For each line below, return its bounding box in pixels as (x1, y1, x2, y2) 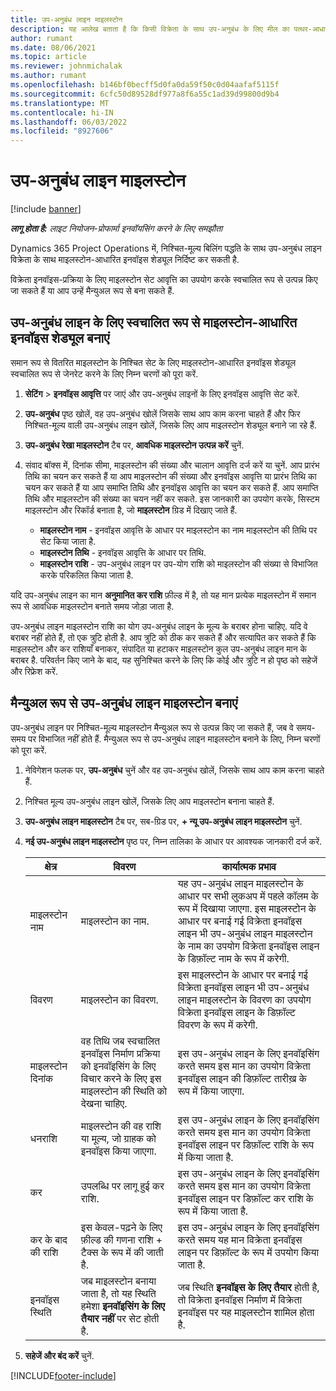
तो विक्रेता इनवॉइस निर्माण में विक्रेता (177, 1292, 303, 1306)
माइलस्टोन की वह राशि (80, 1119, 162, 1133)
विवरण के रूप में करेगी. (177, 1017, 258, 1031)
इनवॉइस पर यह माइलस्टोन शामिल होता (177, 1305, 315, 1319)
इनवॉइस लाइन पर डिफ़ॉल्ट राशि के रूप (177, 1137, 315, 1151)
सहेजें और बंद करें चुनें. (24, 1349, 95, 1361)
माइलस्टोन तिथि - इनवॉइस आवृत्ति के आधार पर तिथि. (39, 546, 207, 558)
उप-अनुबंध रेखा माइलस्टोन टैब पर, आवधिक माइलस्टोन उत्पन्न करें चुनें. (24, 439, 245, 451)
